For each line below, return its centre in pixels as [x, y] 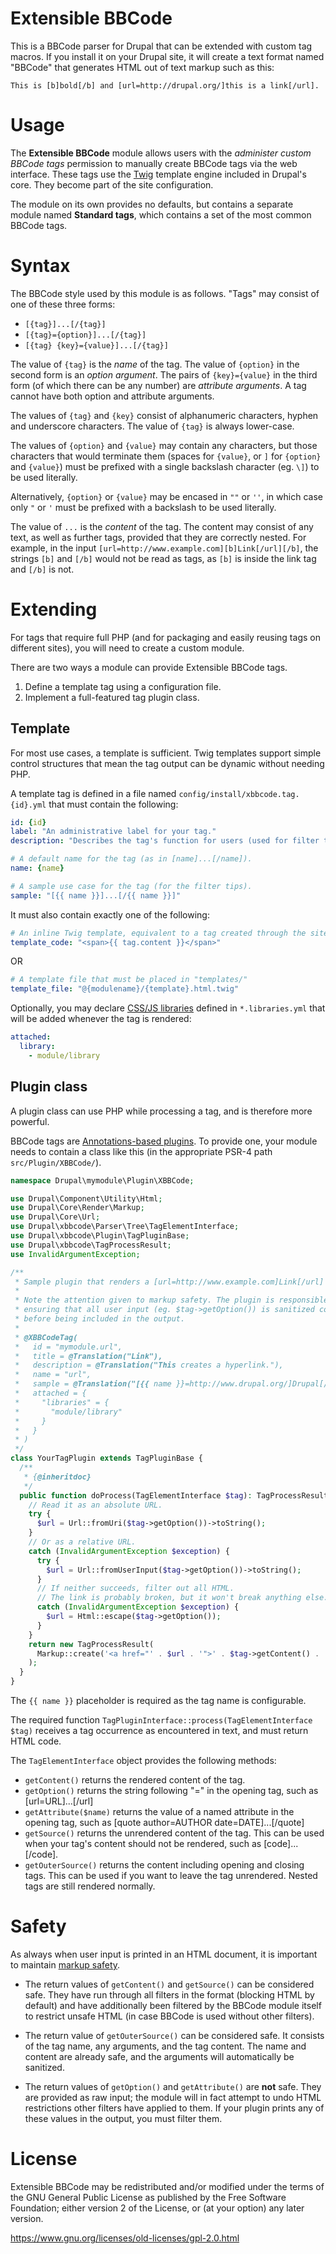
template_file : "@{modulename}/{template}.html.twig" [125, 989]
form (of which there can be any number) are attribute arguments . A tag [158, 385]
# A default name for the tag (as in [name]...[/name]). [131, 859]
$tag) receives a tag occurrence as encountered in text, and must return [159, 1730]
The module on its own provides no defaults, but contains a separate [152, 204]
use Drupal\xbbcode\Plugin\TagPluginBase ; [100, 1236]
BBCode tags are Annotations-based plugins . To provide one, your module [164, 1141]
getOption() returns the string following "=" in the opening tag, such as [171, 1790]
